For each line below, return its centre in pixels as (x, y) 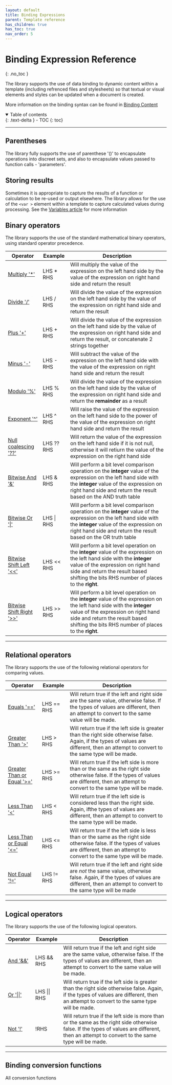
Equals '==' (21, 707)
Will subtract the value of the (104, 354)
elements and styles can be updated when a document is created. (75, 94)
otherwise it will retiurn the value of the (117, 450)
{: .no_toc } (17, 74)
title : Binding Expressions (35, 15)
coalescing (21, 447)
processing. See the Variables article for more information (66, 209)
